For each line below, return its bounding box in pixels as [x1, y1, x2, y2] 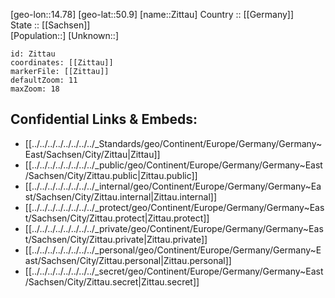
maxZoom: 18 [10, 84, 60, 94]
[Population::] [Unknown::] [10, 30, 120, 41]
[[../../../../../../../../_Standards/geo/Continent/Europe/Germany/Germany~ [24, 137, 323, 149]
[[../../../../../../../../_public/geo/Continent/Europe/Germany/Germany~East [24, 159, 323, 171]
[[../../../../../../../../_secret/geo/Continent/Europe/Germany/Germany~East [24, 265, 324, 277]
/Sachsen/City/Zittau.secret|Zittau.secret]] [24, 275, 200, 288]
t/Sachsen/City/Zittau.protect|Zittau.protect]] [24, 212, 210, 224]
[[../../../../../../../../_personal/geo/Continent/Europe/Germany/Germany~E [24, 244, 322, 256]
